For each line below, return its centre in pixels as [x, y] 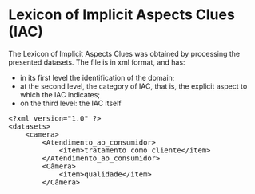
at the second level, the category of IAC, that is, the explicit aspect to [133, 86]
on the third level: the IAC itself [70, 103]
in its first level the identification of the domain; [97, 77]
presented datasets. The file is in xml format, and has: [97, 62]
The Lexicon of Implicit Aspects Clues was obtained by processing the [124, 53]
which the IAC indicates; [60, 94]
